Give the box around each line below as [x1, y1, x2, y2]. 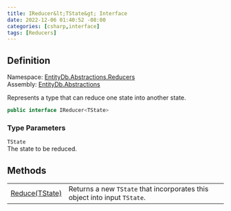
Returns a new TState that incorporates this [68, 184, 209, 194]
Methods [7, 164, 47, 176]
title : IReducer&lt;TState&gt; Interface [7, 10, 128, 17]
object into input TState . [68, 193, 146, 203]
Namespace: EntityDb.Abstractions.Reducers [7, 73, 135, 81]
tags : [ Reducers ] [7, 29, 57, 36]
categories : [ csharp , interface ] [7, 23, 100, 30]
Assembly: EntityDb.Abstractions [7, 80, 101, 89]
